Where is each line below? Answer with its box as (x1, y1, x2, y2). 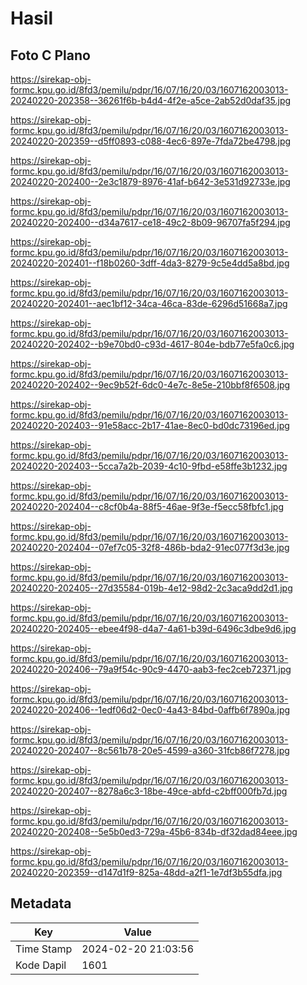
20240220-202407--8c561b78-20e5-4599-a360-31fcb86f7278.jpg (10, 745, 290, 756)
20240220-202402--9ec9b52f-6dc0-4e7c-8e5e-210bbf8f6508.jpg (10, 379, 291, 391)
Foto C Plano (10, 47, 91, 64)
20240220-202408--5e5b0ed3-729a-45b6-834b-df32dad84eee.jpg (10, 826, 298, 837)
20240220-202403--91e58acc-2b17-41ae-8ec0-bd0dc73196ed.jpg (10, 420, 290, 431)
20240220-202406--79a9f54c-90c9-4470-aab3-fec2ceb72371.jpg (10, 663, 292, 675)
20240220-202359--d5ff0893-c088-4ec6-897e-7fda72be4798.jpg (10, 135, 292, 147)
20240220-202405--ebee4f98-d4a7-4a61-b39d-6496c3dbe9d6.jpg (10, 623, 297, 634)
